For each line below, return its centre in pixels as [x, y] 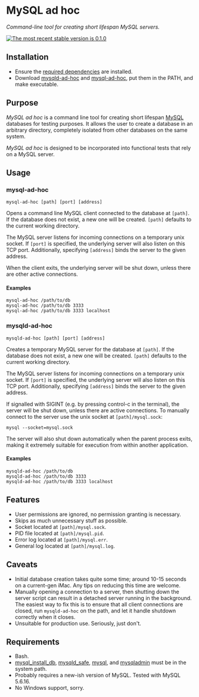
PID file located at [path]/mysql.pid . [59, 533]
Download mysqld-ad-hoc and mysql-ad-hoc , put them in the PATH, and [104, 77]
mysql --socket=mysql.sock [40, 427]
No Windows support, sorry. [49, 688]
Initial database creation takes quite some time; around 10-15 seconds [100, 579]
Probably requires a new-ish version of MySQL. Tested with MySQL [97, 675]
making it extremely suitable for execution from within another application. [97, 445]
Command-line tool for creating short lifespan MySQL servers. [83, 27]
